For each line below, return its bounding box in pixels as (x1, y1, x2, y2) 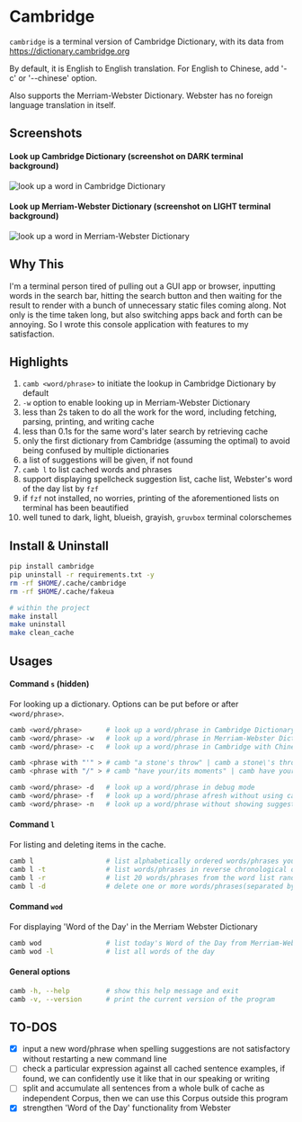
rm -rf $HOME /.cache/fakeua (9, 587, 115, 596)
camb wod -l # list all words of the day (9, 947, 216, 956)
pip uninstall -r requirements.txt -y (9, 570, 155, 579)
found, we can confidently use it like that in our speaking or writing (22, 1073, 270, 1084)
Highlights (9, 354, 69, 370)
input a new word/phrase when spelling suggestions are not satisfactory (22, 1044, 290, 1055)
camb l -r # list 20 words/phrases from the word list (9, 873, 276, 883)
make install (9, 612, 58, 621)
